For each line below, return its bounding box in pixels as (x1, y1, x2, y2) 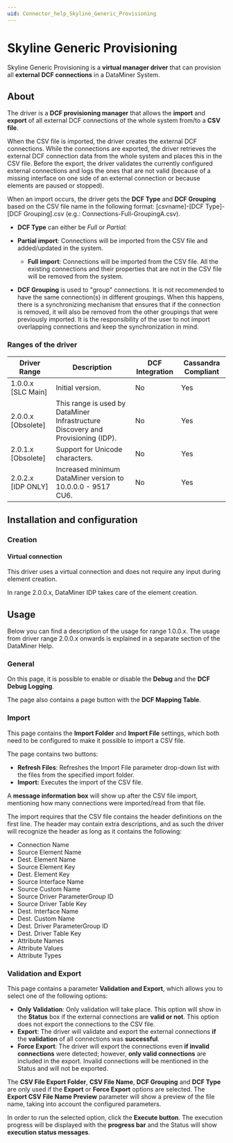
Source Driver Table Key (17, 899, 87, 907)
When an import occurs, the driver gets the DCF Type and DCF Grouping (7, 195, 216, 204)
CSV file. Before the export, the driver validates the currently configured (7, 159, 213, 167)
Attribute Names (17, 936, 64, 945)
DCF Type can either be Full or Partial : (17, 223, 127, 231)
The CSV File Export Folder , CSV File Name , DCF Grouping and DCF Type (7, 1078, 221, 1086)
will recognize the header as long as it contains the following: (7, 827, 182, 835)
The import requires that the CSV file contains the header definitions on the (7, 812, 223, 821)
